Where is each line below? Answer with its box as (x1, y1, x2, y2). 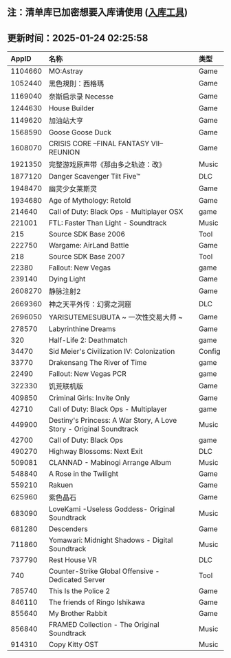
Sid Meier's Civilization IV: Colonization (48, 347, 175, 357)
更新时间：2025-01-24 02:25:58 (7, 32, 148, 43)
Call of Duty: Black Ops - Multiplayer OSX (48, 207, 184, 217)
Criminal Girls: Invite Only (48, 393, 131, 403)
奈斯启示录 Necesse (48, 92, 113, 101)
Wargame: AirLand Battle (48, 241, 129, 250)
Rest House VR (48, 555, 98, 565)
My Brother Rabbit (48, 609, 108, 619)
